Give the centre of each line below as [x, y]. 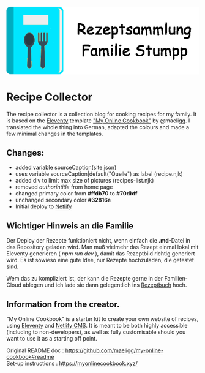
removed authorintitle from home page [64, 187]
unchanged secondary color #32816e [63, 200]
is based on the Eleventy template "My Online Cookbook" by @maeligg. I [98, 121]
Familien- [176, 279]
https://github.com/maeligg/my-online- [114, 350]
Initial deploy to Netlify [43, 206]
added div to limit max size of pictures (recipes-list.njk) [84, 181]
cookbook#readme [30, 357]
